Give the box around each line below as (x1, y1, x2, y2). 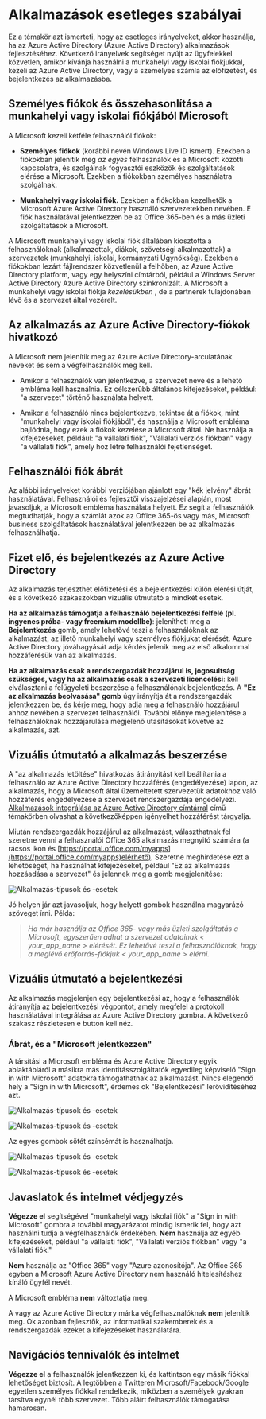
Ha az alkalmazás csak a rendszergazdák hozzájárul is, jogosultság (8, 666, 236, 676)
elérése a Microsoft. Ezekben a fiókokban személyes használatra (19, 171, 233, 180)
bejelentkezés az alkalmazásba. (8, 74, 113, 83)
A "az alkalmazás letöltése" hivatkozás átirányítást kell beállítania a (8, 770, 227, 778)
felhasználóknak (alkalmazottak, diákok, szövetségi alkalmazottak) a (8, 244, 232, 254)
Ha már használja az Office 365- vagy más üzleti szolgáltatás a (27, 924, 239, 933)
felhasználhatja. (8, 528, 60, 537)
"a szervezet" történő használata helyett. (19, 392, 154, 402)
